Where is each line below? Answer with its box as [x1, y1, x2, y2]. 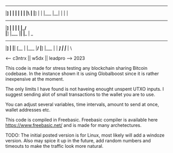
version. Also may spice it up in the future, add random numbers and [5, 138, 151, 144]
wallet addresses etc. [5, 107, 50, 113]
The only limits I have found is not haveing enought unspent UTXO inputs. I [5, 86, 164, 92]
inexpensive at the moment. [5, 76, 64, 82]
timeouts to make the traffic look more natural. [5, 143, 104, 149]
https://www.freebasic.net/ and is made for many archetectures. [5, 122, 142, 128]
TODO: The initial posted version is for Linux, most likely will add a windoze [5, 132, 165, 138]
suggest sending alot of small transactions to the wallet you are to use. [5, 91, 155, 98]
